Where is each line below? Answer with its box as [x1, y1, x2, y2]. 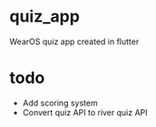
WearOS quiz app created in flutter [9, 36, 140, 47]
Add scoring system [22, 97, 98, 108]
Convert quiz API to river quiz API [22, 106, 148, 118]
